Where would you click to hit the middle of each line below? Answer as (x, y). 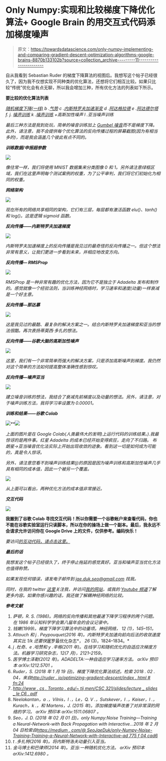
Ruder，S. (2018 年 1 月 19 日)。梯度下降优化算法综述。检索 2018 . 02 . (84, 671)
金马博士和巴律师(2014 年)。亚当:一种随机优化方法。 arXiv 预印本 (79, 747)
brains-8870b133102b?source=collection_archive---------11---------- (88, 60)
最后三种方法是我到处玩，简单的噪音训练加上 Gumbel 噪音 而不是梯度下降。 (81, 125)
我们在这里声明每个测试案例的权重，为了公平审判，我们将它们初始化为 (85, 173)
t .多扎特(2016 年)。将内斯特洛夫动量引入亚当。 (60, 741)
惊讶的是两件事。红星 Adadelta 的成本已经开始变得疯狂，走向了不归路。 (78, 440)
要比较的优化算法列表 (27, 98)
